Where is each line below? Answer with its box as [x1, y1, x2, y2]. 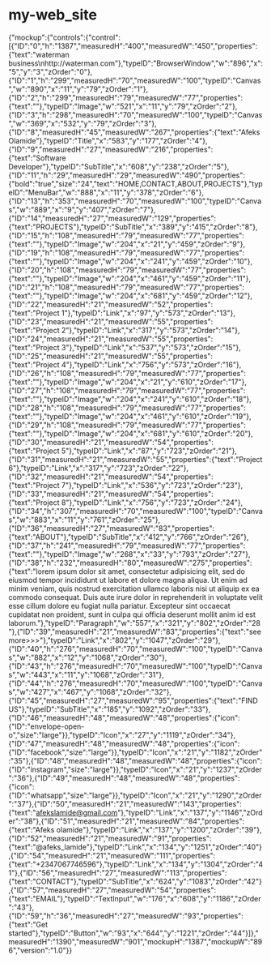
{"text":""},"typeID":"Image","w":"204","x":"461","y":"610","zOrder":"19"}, [8, 411, 252, 421]
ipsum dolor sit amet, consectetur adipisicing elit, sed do [56, 566, 245, 576]
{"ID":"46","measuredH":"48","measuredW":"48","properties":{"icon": [8, 713, 240, 722]
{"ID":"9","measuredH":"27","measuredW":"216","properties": [8, 144, 214, 154]
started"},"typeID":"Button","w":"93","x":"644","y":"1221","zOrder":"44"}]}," [8, 928, 259, 938]
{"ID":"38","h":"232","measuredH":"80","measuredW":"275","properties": [8, 558, 252, 567]
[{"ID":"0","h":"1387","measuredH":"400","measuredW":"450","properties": [8, 41, 258, 50]
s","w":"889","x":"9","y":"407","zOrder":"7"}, [8, 204, 156, 214]
